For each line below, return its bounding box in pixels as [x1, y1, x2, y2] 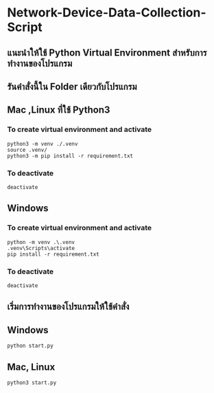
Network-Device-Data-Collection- [7, 5, 206, 21]
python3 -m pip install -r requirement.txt [7, 153, 134, 159]
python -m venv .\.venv [7, 238, 75, 245]
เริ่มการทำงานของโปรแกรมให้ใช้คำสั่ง [7, 301, 130, 313]
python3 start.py [7, 379, 57, 386]
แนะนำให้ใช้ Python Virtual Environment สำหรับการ [7, 47, 207, 58]
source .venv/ [7, 146, 48, 153]
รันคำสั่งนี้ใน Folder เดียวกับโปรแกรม [7, 80, 137, 92]
